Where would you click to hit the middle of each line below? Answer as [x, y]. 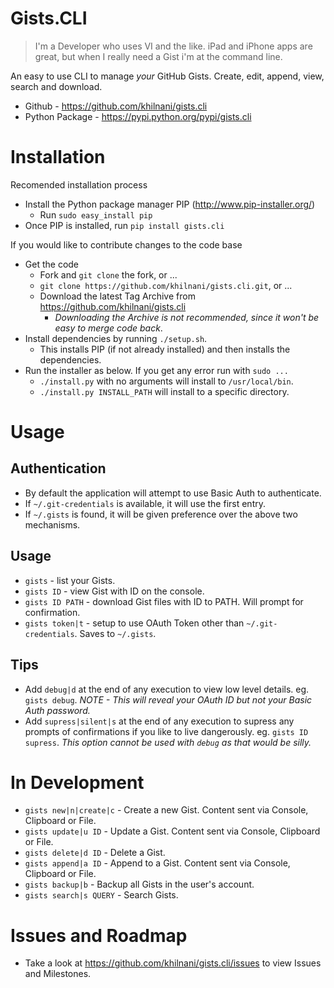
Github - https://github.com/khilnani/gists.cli [116, 106]
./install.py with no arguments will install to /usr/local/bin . [166, 381]
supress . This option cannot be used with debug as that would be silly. [168, 742]
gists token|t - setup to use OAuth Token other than [134, 623]
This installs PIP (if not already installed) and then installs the [165, 349]
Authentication [58, 468]
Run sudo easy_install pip [96, 214]
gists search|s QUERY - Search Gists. [101, 895]
